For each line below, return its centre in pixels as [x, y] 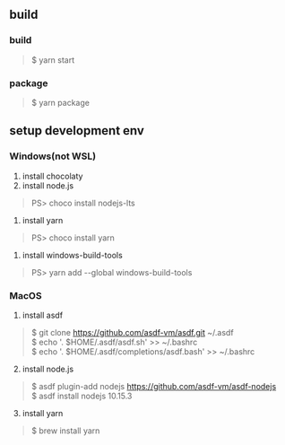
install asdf [43, 315]
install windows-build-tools [72, 255]
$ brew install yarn [65, 431]
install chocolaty [52, 176]
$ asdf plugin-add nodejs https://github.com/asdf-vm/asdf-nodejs [154, 386]
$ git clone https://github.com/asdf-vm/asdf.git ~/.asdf [133, 332]
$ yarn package [60, 102]
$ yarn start [53, 60]
